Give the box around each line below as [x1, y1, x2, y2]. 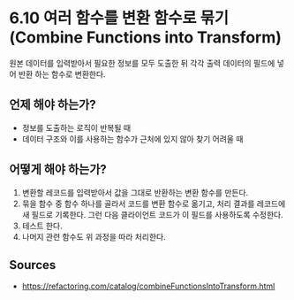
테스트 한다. [21, 220, 64, 231]
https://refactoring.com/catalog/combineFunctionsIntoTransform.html [21, 281, 275, 292]
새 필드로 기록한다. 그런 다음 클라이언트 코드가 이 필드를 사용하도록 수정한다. [21, 209, 284, 219]
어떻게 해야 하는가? [9, 162, 108, 177]
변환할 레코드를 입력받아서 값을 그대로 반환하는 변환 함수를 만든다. [21, 187, 249, 197]
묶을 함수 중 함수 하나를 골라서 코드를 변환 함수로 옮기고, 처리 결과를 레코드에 [21, 198, 286, 209]
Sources [9, 258, 57, 273]
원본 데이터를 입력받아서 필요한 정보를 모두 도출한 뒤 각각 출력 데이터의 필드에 [9, 58, 275, 68]
